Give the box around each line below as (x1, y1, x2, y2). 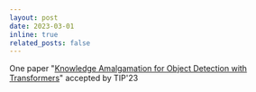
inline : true (9, 30, 59, 39)
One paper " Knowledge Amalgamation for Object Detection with (9, 63, 248, 74)
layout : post (9, 13, 59, 23)
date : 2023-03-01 (9, 22, 75, 31)
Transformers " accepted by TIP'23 (9, 73, 139, 84)
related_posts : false (9, 38, 91, 48)
